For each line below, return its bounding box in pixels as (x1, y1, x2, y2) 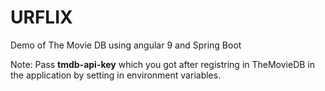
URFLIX (10, 6, 73, 29)
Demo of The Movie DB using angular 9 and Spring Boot (10, 39, 242, 51)
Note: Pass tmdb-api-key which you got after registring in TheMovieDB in (10, 58, 316, 70)
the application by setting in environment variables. (10, 69, 222, 81)
